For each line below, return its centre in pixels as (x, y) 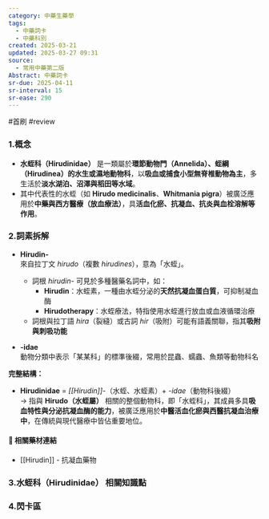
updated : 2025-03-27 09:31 (53, 53)
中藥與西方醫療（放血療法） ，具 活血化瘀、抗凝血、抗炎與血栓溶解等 (145, 203)
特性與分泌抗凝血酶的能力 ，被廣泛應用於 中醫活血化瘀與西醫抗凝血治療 (143, 411)
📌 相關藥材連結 (33, 440)
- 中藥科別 (31, 38)
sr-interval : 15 (35, 90)
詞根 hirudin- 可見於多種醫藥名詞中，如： (100, 281)
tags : (17, 23)
